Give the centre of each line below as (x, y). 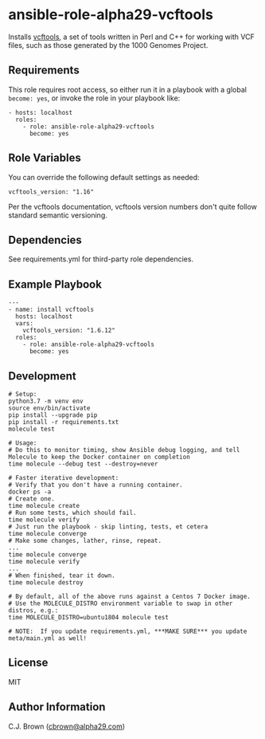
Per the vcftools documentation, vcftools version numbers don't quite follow (132, 206)
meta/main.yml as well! (48, 639)
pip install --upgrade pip (53, 415)
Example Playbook (55, 284)
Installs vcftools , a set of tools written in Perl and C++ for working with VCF (131, 37)
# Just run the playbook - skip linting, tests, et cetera (108, 527)
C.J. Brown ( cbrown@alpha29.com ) (67, 726)
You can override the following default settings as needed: (104, 177)
